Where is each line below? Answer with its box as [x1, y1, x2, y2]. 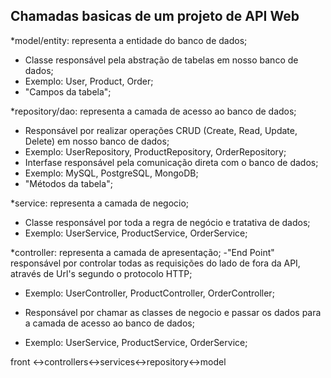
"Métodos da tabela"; [24, 177, 113, 189]
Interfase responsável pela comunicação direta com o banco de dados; [24, 156, 319, 168]
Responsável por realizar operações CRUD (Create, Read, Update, [24, 124, 298, 136]
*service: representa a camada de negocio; [10, 197, 190, 209]
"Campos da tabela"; [24, 85, 112, 98]
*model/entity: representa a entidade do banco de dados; [10, 34, 248, 46]
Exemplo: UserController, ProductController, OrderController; [24, 287, 275, 299]
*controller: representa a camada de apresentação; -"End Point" [10, 246, 275, 258]
